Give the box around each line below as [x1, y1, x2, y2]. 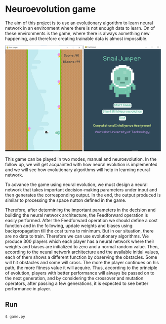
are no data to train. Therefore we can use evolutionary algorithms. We [5, 233, 149, 239]
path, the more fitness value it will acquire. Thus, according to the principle [5, 265, 158, 271]
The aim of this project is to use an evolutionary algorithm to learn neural [5, 20, 153, 26]
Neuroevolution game [5, 3, 96, 15]
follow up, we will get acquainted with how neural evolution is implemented [5, 162, 158, 168]
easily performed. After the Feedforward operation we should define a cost [5, 218, 158, 224]
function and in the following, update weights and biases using [5, 223, 132, 229]
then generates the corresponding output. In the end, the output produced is [5, 192, 161, 198]
